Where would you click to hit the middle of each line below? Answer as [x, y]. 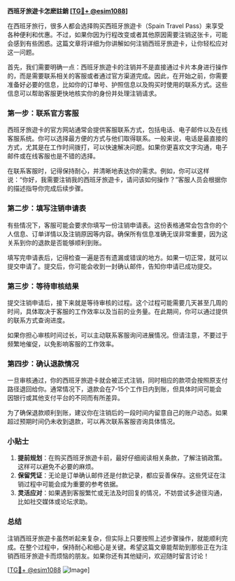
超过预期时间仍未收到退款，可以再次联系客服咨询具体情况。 [93, 422]
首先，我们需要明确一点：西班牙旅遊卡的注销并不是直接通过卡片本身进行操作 [117, 67]
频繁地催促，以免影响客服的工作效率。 [62, 343]
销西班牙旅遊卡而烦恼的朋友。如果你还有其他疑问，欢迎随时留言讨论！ [108, 556]
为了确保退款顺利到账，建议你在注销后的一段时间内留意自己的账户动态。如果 [117, 413]
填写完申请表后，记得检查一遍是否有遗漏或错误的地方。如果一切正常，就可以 [117, 257]
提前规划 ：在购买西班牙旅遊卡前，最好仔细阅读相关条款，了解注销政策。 [121, 458]
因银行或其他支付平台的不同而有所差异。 [65, 398]
